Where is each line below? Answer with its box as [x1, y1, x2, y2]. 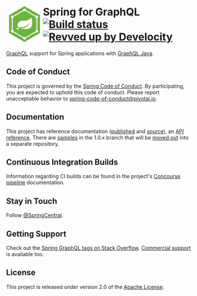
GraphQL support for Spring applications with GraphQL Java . [6, 49, 154, 56]
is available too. [6, 251, 44, 258]
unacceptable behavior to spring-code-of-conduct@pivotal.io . [6, 95, 158, 102]
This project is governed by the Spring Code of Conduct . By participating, [6, 82, 185, 89]
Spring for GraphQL [43, 5, 140, 19]
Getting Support [6, 229, 66, 239]
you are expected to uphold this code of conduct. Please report [6, 88, 160, 96]
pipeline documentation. [6, 179, 65, 186]
